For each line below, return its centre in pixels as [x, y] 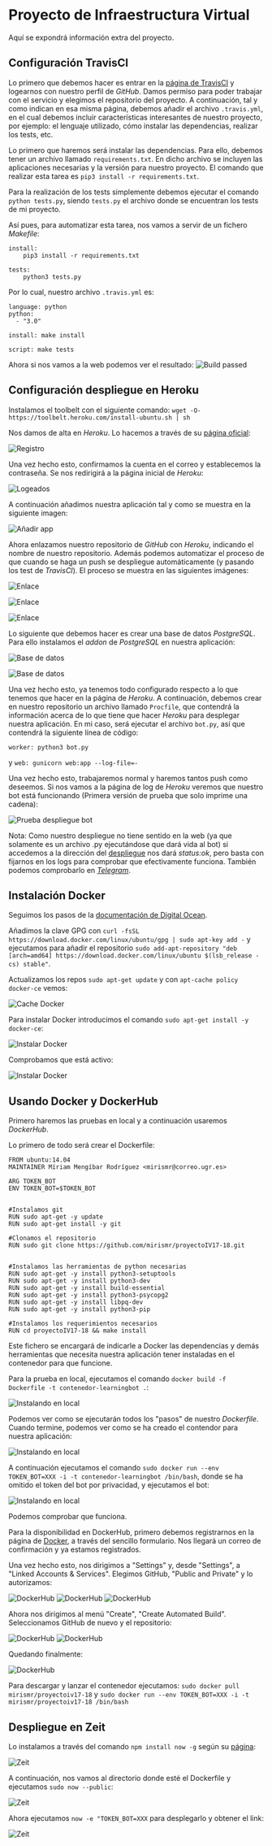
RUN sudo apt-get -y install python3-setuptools [92, 1274]
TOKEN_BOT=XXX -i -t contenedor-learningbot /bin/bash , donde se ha [126, 1476]
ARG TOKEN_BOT [32, 1181]
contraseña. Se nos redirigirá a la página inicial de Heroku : [106, 472]
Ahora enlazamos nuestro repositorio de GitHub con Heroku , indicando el [131, 544]
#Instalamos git [36, 1210]
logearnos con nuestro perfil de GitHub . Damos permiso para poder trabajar [136, 91]
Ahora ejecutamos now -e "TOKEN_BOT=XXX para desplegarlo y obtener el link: [136, 1818]
